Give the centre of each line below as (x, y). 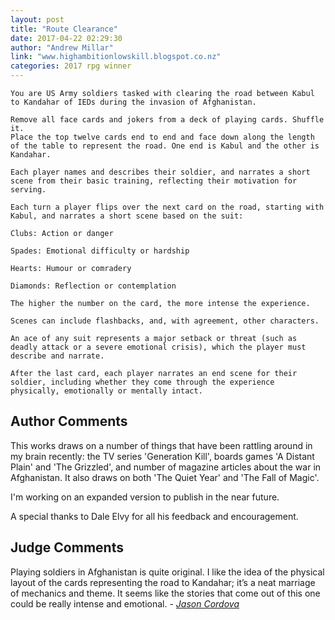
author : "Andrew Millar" (62, 47)
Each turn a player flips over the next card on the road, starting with (167, 207)
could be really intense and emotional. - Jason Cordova (125, 603)
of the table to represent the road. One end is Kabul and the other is (165, 146)
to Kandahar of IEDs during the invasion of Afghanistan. (133, 102)
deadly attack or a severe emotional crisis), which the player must (158, 347)
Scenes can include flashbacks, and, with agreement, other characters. (165, 321)
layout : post (37, 19)
